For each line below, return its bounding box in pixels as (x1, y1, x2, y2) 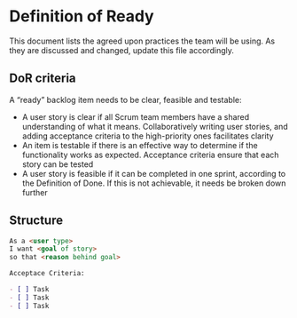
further (21, 187, 49, 197)
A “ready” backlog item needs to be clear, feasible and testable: (9, 94, 242, 105)
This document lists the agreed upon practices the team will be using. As (9, 36, 276, 46)
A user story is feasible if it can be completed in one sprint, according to (21, 168, 286, 179)
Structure (9, 213, 64, 228)
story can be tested (21, 158, 94, 170)
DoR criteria (9, 71, 77, 86)
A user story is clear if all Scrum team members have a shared (21, 111, 250, 122)
